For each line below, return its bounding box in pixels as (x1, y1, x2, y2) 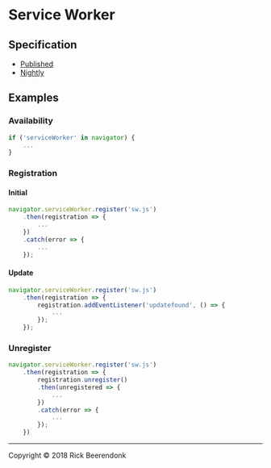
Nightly (19, 68, 44, 77)
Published (19, 59, 54, 69)
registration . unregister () (37, 376, 128, 384)
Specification (8, 38, 77, 52)
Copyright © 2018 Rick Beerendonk (8, 450, 127, 461)
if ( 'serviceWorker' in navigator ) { (8, 133, 135, 142)
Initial (8, 187, 28, 197)
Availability (8, 115, 54, 127)
